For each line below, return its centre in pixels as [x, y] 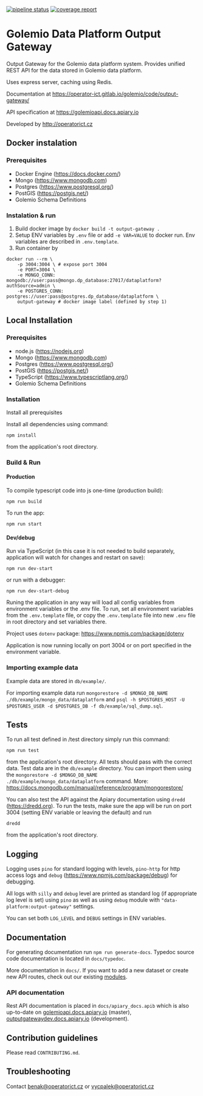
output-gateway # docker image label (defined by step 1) [92, 301]
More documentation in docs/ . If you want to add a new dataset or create [98, 970]
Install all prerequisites [34, 412]
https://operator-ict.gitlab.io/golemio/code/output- [115, 94]
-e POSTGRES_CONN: [40, 291]
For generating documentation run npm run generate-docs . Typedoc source [100, 952]
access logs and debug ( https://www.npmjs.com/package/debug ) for [92, 875]
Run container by [36, 248]
